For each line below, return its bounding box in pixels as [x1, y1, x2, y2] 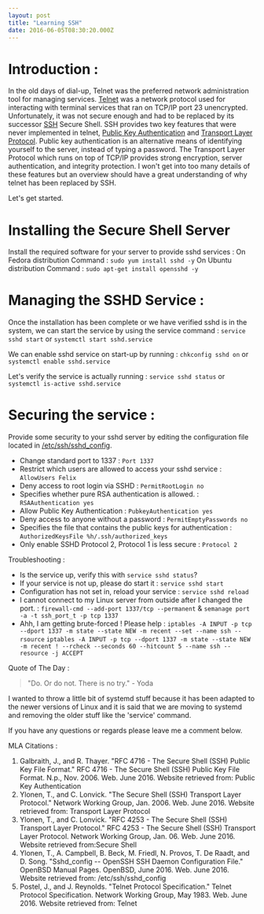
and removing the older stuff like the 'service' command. [8, 711, 192, 720]
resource [19, 649, 49, 658]
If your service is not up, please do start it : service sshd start [19, 578, 224, 588]
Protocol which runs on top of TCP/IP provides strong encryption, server [8, 153, 243, 162]
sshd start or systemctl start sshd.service [8, 334, 153, 344]
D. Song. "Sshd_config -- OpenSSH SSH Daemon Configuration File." [19, 856, 244, 867]
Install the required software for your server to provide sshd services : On [8, 247, 246, 257]
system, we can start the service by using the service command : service [8, 326, 246, 336]
